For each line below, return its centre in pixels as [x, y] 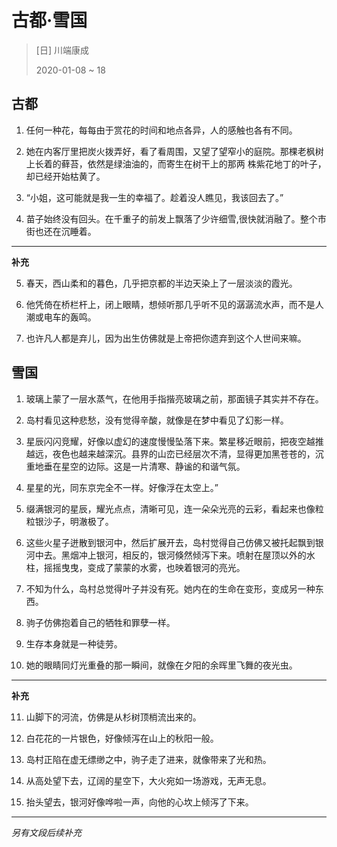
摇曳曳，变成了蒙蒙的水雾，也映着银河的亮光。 [149, 567]
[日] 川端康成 [62, 50]
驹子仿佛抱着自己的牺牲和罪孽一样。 [100, 622]
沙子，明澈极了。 [78, 521]
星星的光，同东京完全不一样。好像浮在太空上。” [122, 487]
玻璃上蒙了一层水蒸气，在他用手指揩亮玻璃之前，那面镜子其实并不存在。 [174, 398]
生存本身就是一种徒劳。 [74, 643]
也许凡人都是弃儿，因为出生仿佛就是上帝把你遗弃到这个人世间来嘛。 [166, 338]
